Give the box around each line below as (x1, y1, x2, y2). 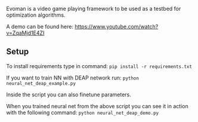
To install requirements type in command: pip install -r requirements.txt (6, 62, 193, 69)
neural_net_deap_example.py (6, 80, 76, 86)
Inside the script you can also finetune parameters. (6, 91, 131, 98)
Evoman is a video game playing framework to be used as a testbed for (6, 5, 181, 12)
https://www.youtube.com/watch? (74, 23, 159, 30)
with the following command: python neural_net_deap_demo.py (6, 109, 159, 116)
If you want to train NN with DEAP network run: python (6, 74, 139, 81)
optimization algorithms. (6, 11, 66, 19)
